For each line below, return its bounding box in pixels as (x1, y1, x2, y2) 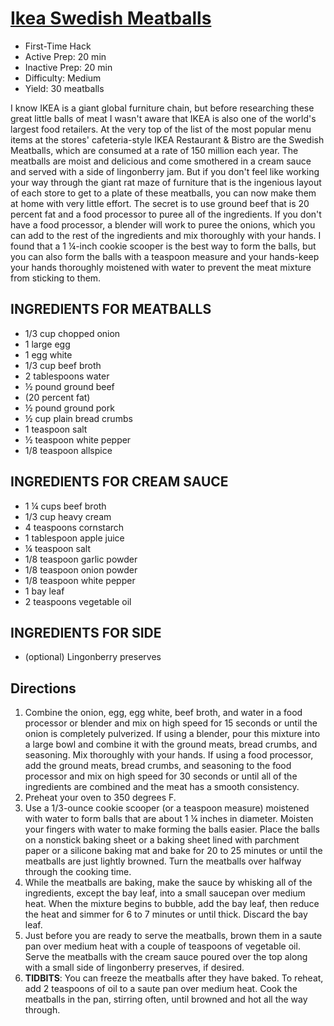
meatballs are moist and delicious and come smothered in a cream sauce (10, 155, 312, 167)
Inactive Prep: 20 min (24, 61, 113, 73)
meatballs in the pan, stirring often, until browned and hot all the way (24, 993, 308, 1006)
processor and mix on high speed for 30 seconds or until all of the (24, 770, 298, 782)
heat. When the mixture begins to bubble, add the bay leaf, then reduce (24, 898, 320, 910)
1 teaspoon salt (24, 423, 88, 435)
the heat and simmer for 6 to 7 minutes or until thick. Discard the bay (24, 908, 308, 921)
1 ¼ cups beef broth (24, 500, 107, 512)
